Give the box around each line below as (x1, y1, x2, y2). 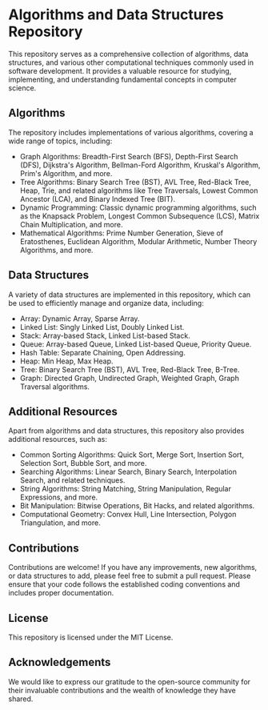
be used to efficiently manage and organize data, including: (8, 298, 204, 307)
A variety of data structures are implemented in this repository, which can (8, 290, 251, 299)
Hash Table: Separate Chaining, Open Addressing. (19, 347, 186, 357)
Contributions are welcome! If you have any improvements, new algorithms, (8, 563, 258, 572)
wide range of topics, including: (8, 136, 113, 146)
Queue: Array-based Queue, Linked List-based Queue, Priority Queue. (19, 339, 252, 349)
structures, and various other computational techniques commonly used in (8, 58, 254, 67)
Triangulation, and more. (19, 518, 102, 527)
